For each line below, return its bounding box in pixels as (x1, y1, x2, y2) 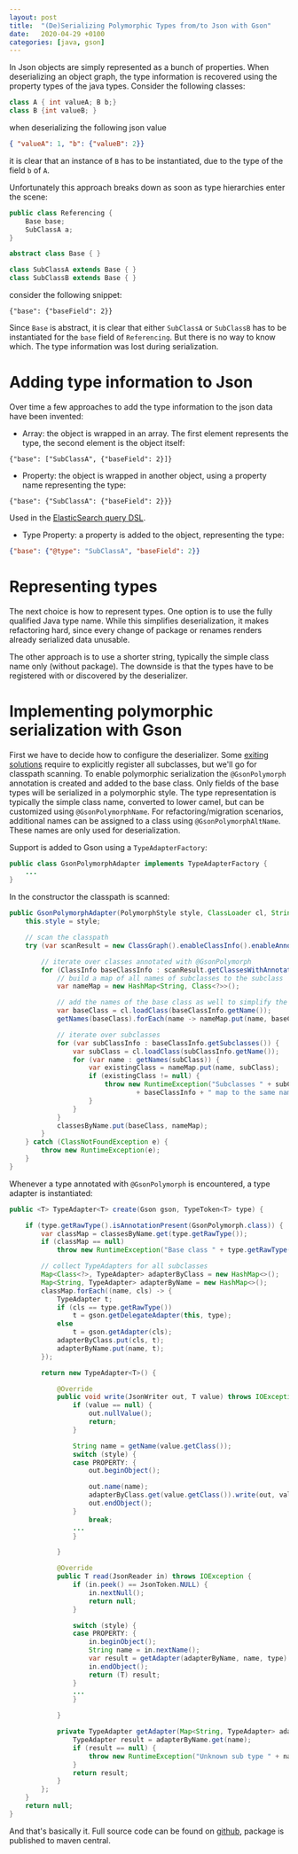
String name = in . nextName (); (88, 1646, 200, 1655)
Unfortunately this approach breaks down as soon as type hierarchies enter (9, 182, 286, 192)
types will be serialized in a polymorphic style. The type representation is (9, 786, 277, 798)
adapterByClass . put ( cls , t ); (56, 1336, 165, 1345)
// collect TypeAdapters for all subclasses (41, 1262, 208, 1271)
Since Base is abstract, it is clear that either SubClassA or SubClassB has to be (9, 323, 286, 332)
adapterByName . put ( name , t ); (56, 1344, 165, 1353)
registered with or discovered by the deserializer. (9, 670, 188, 681)
